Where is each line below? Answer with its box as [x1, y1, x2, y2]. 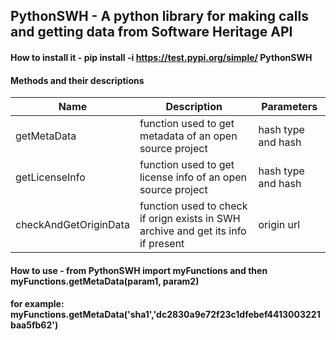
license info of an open [139, 170, 248, 184]
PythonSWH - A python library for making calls [10, 8, 309, 25]
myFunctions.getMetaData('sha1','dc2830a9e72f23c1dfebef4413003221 [10, 309, 321, 321]
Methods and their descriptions [10, 74, 145, 86]
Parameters [261, 100, 318, 114]
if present [139, 237, 185, 251]
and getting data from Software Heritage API [10, 24, 293, 41]
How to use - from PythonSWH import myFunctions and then [10, 264, 268, 276]
